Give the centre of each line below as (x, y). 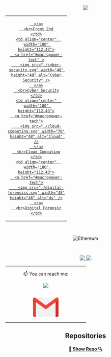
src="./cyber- (46, 65)
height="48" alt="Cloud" (36, 136)
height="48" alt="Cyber (36, 75)
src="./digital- (46, 187)
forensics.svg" (23, 193)
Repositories (86, 336)
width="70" (53, 131)
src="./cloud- (46, 126)
